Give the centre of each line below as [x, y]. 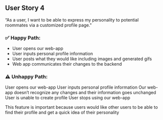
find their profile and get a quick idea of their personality [62, 113]
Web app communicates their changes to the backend [67, 64]
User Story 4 [25, 8]
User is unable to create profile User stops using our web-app [68, 98]
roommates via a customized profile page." [49, 25]
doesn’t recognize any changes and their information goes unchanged [85, 93]
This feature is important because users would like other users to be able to [81, 107]
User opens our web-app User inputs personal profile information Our [76, 87]
